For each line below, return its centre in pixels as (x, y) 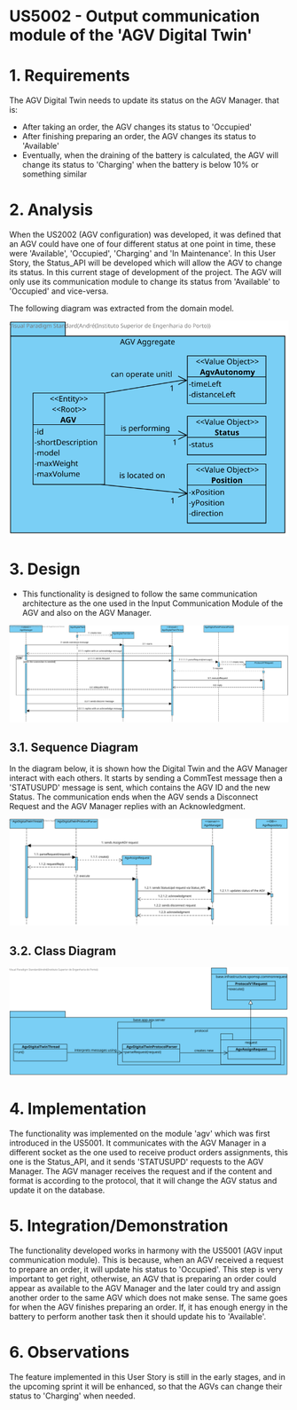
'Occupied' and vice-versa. (59, 291)
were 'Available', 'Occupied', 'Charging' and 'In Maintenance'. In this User (143, 254)
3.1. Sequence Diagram (74, 747)
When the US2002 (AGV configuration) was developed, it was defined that (145, 235)
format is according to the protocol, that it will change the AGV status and (143, 1180)
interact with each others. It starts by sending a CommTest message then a (146, 778)
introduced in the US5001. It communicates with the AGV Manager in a (138, 1143)
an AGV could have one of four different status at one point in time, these (143, 244)
